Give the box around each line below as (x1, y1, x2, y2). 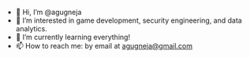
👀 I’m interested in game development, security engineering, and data (15, 16, 242, 25)
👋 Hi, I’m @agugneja (15, 8, 82, 16)
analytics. (15, 24, 47, 33)
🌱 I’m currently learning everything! (15, 32, 131, 42)
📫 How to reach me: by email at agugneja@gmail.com (15, 42, 193, 50)
